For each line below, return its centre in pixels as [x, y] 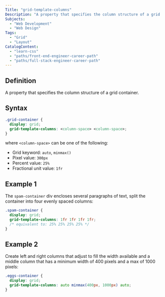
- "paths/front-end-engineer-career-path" [54, 56]
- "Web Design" [25, 28]
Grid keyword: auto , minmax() [42, 152]
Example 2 [21, 244]
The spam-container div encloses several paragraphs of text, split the [75, 196]
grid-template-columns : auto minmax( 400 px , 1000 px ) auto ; [71, 285]
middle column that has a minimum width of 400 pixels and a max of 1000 [80, 262]
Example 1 [21, 184]
